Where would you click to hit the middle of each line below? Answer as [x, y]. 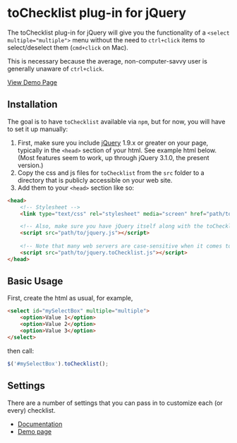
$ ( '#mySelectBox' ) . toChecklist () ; [58, 364]
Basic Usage [35, 281]
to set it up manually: [38, 129]
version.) [30, 165]
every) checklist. [31, 410]
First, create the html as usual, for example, [70, 298]
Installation [32, 105]
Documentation [40, 424]
